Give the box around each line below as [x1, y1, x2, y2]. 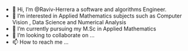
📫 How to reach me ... [12, 38, 69, 46]
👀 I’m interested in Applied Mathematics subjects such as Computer [12, 12, 183, 19]
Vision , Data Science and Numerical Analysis [12, 19, 127, 25]
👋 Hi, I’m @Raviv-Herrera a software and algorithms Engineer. [12, 6, 167, 13]
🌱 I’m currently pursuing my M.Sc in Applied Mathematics [12, 25, 156, 32]
